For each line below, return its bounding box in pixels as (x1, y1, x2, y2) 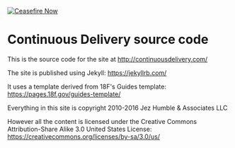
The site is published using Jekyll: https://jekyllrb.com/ (7, 68, 167, 77)
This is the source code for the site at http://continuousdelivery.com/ (7, 55, 208, 63)
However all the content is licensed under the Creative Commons (7, 117, 197, 125)
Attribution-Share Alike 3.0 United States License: (7, 125, 152, 133)
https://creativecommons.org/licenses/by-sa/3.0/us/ (7, 132, 161, 141)
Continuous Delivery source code (7, 32, 209, 47)
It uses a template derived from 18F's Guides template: (7, 82, 166, 91)
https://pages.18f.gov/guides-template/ (7, 89, 121, 98)
